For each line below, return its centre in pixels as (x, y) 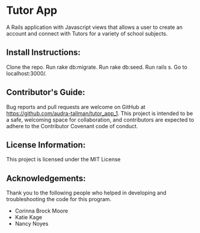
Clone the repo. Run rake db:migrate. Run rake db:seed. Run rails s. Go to (97, 67)
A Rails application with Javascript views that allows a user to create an (95, 27)
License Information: (46, 145)
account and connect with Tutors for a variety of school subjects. (87, 33)
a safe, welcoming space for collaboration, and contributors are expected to (100, 120)
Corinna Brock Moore (41, 211)
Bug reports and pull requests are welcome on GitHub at (76, 107)
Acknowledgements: (46, 178)
